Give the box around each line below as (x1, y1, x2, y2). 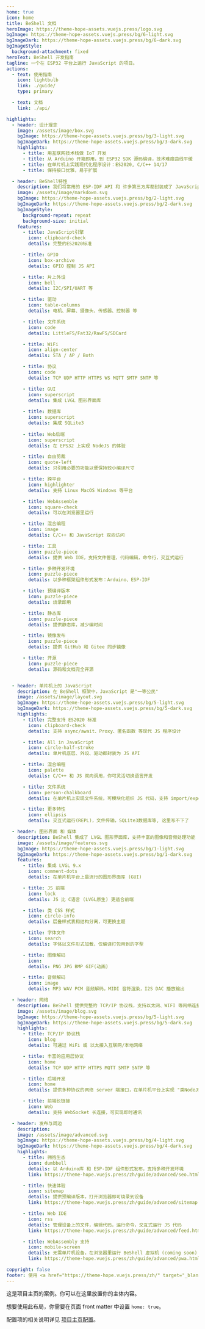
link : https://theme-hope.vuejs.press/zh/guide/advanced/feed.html (28, 1228, 203, 1234)
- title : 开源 (22, 655, 57, 661)
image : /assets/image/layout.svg (17, 694, 103, 700)
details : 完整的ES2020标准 (28, 241, 93, 247)
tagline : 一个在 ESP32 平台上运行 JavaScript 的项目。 (6, 60, 138, 66)
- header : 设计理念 (12, 121, 58, 128)
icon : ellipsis (28, 812, 67, 818)
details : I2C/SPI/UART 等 (28, 285, 93, 292)
